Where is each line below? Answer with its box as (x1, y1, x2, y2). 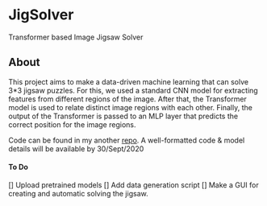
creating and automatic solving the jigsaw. (8, 188, 148, 198)
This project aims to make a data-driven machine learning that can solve (8, 76, 248, 86)
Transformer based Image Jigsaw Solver (8, 32, 144, 42)
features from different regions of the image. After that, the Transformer (8, 94, 248, 104)
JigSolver (8, 6, 74, 24)
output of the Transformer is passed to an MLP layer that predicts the (8, 111, 239, 121)
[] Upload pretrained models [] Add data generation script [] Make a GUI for (8, 179, 260, 190)
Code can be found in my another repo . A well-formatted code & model (8, 135, 245, 145)
